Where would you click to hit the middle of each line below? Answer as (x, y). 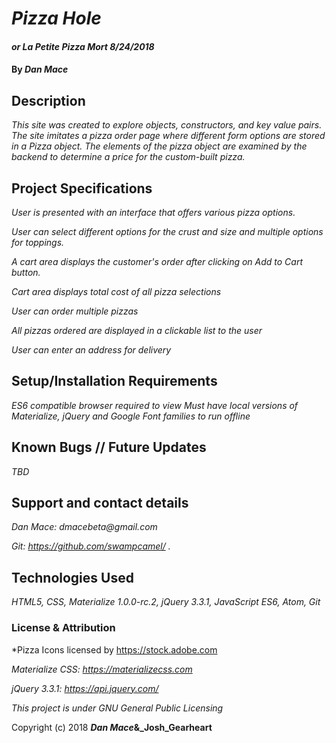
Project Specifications (82, 188)
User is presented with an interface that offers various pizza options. (153, 212)
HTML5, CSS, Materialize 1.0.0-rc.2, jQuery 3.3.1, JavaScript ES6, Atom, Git (166, 602)
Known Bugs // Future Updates (109, 447)
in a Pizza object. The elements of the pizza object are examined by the (159, 146)
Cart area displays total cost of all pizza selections (116, 291)
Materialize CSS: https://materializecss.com (102, 669)
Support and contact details (100, 503)
